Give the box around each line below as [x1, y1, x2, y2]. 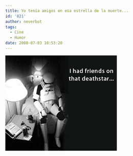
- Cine [10, 30, 24, 35]
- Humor [10, 35, 26, 40]
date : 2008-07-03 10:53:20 [5, 41, 63, 46]
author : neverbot [5, 19, 42, 24]
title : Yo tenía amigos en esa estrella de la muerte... [5, 8, 129, 13]
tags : [5, 24, 17, 30]
